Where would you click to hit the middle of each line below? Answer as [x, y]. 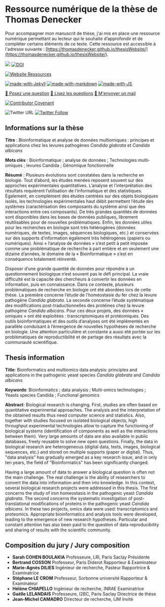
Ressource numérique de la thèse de [81, 9]
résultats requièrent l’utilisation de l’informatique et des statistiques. [74, 190]
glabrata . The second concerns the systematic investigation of [69, 498]
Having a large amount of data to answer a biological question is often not [80, 472]
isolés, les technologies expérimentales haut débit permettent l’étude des [79, 201]
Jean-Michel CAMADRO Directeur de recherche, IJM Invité [73, 599]
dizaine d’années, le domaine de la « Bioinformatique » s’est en [69, 254]
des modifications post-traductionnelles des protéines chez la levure [75, 305]
